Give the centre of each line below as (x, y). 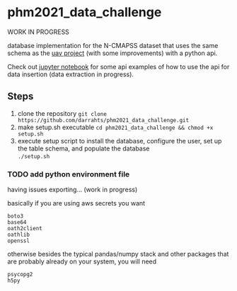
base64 (17, 222)
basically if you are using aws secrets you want (76, 203)
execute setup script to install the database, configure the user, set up (120, 141)
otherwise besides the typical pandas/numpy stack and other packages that (118, 254)
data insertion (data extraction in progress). (71, 74)
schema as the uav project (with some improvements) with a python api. (112, 53)
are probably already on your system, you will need (82, 261)
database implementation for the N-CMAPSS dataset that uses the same (113, 45)
